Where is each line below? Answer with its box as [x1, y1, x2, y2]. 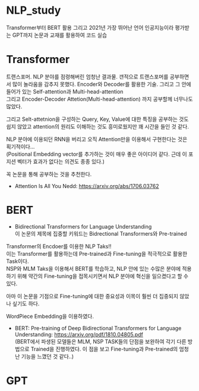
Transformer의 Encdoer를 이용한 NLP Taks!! [6, 242, 112, 250]
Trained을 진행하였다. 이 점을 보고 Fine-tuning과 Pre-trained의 [30, 345, 178, 352]
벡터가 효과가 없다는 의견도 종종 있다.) [17, 158, 105, 165]
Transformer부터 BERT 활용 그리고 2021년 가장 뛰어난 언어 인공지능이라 [6, 24, 174, 31]
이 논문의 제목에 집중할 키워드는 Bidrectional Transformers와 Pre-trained [14, 230, 187, 237]
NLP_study [6, 4, 61, 17]
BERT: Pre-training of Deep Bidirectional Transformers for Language [14, 324, 182, 331]
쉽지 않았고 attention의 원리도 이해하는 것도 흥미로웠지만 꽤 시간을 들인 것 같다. [6, 123, 189, 130]
